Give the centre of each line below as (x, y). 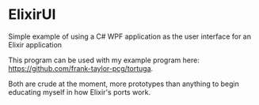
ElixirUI (32, 15)
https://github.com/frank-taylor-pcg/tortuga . (81, 68)
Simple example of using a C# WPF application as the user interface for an (130, 36)
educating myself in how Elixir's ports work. (80, 92)
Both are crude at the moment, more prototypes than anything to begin (124, 84)
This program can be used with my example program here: (104, 60)
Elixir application (35, 44)
